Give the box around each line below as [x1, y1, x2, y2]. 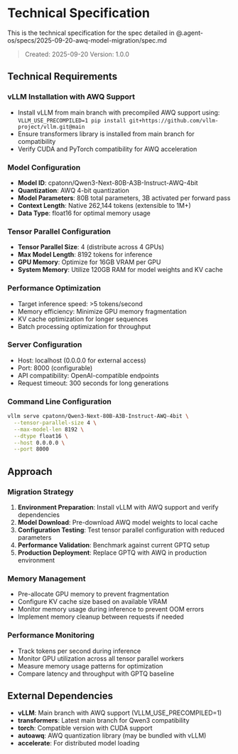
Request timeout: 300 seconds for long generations [17, 379, 169, 387]
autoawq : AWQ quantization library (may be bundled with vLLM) [17, 731, 207, 740]
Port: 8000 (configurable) [17, 363, 93, 372]
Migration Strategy [7, 486, 74, 496]
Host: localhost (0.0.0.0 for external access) [17, 356, 147, 365]
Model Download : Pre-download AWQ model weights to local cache [17, 518, 218, 527]
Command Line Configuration [7, 397, 112, 407]
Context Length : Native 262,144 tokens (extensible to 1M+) [17, 201, 192, 209]
